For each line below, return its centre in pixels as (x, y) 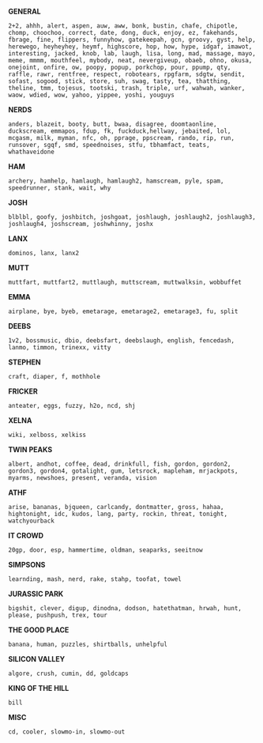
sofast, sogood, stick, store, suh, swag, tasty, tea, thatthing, (120, 81)
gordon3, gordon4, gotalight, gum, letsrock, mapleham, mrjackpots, (123, 471)
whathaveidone (32, 152)
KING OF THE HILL (39, 688)
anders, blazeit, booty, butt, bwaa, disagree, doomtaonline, (113, 124)
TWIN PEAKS (30, 449)
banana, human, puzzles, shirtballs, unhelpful (88, 644)
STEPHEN (24, 362)
